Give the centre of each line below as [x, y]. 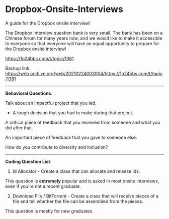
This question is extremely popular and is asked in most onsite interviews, [82, 181]
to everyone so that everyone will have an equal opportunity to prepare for [82, 43]
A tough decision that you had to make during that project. [73, 113]
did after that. [19, 128]
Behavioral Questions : [29, 93]
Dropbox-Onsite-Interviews [64, 9]
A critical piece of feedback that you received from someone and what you [83, 122]
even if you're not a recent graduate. [43, 186]
